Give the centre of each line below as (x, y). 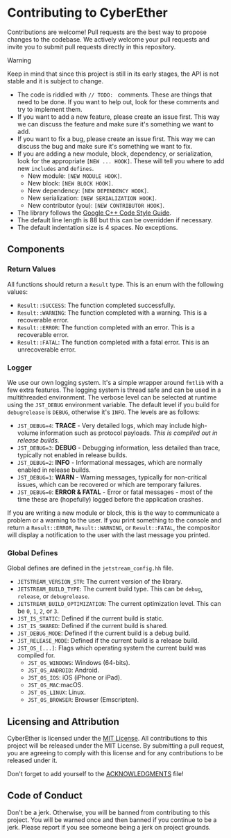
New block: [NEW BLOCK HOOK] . (70, 183)
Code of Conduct (45, 796)
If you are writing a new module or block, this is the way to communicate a (113, 513)
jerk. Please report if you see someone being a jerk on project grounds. (109, 827)
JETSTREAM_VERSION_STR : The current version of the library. (100, 582)
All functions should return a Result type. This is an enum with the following (115, 284)
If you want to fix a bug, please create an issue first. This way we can (116, 139)
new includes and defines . (55, 168)
